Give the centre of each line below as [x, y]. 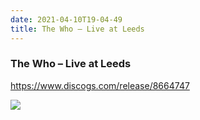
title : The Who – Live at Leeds [77, 29]
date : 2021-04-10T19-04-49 [66, 19]
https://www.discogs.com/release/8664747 [100, 85]
